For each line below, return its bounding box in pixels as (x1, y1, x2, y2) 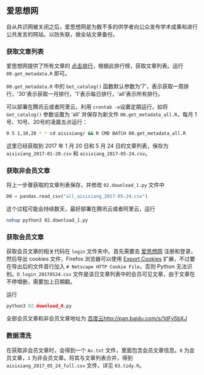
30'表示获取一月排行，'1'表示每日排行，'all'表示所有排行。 (18, 90, 163, 98)
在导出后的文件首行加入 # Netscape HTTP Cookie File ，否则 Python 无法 (6, 263, 187, 270)
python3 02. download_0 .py (6, 303, 72, 309)
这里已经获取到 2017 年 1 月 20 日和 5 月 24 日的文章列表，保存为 (6, 142, 169, 149)
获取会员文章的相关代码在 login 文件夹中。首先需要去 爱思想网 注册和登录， (6, 248, 196, 255)
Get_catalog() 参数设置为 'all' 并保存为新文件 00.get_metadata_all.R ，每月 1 (6, 111, 197, 118)
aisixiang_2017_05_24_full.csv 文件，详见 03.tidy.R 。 (6, 362, 144, 369)
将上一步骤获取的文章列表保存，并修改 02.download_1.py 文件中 (6, 181, 165, 189)
